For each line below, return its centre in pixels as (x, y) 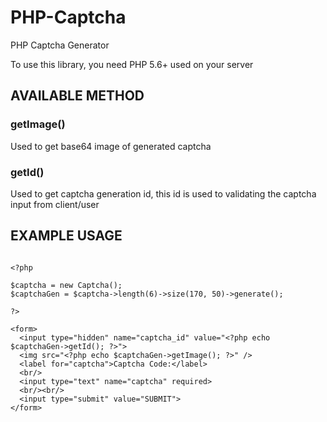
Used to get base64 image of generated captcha (111, 146)
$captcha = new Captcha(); (66, 285)
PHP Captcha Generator (60, 45)
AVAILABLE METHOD (77, 96)
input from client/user (55, 204)
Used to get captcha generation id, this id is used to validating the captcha (163, 193)
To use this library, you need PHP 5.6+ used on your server (132, 64)
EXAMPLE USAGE (66, 236)
